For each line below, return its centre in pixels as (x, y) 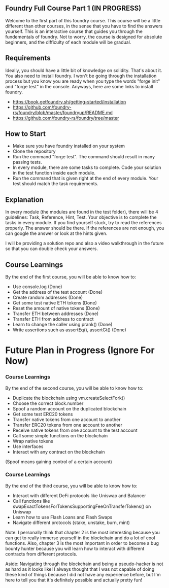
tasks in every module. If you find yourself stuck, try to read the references (83, 223)
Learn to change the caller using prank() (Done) (62, 325)
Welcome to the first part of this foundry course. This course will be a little (83, 20)
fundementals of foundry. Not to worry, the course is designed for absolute (84, 37)
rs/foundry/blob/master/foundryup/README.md (62, 112)
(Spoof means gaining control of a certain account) (59, 462)
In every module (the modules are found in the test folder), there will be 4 (82, 212)
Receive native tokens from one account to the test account (75, 430)
